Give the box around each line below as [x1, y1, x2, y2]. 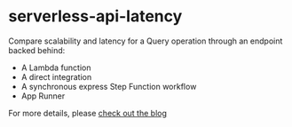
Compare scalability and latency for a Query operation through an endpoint [8, 36, 283, 46]
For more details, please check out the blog [8, 107, 168, 118]
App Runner [20, 91, 66, 101]
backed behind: [8, 44, 66, 55]
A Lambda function [20, 62, 91, 73]
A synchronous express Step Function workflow [20, 81, 197, 91]
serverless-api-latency [8, 6, 183, 27]
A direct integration [20, 71, 92, 82]
